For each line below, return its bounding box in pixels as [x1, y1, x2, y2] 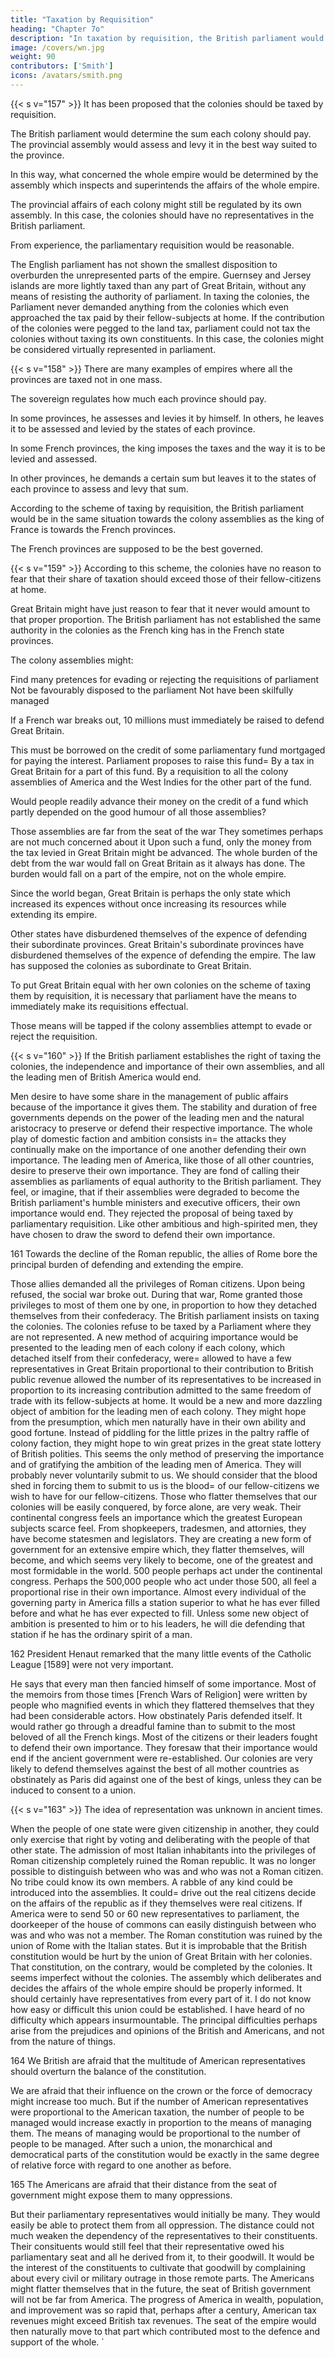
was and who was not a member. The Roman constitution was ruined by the [10, 1929, 323, 1941]
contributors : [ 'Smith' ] [10, 61, 114, 71]
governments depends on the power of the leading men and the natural [10, 1111, 305, 1123]
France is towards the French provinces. [10, 523, 177, 535]
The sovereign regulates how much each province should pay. [10, 392, 267, 405]
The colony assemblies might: [10, 654, 134, 666]
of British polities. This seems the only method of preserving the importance [10, 1447, 325, 1460]
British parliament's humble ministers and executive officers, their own [10, 1196, 301, 1208]
